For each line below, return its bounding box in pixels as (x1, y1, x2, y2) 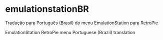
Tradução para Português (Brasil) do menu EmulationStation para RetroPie (5, 20, 158, 26)
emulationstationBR (5, 3, 89, 15)
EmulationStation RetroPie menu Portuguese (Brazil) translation (5, 29, 135, 35)
